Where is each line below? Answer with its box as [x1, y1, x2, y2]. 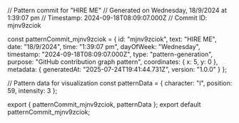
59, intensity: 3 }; [7, 87, 58, 95]
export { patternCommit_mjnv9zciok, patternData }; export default [7, 100, 201, 109]
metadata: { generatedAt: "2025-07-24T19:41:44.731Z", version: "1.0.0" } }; [7, 65, 227, 73]
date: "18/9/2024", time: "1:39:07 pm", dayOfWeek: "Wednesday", [7, 43, 201, 50]
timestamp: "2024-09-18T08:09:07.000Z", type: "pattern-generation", [7, 50, 213, 58]
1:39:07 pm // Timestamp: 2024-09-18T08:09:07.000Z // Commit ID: [7, 14, 208, 22]
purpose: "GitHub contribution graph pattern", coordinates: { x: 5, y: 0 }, [7, 58, 218, 66]
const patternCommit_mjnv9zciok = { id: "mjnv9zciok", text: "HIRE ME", [7, 35, 217, 43]
